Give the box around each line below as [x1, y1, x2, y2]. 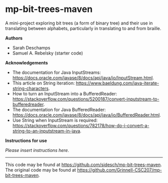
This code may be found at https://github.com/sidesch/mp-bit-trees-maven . [5, 161, 162, 167]
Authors [5, 35, 23, 41]
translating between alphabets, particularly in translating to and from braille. [5, 25, 161, 31]
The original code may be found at [5, 166, 76, 173]
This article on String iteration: [12, 80, 75, 86]
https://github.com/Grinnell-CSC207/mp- [77, 166, 162, 173]
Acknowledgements [5, 59, 48, 65]
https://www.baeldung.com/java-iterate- [75, 80, 159, 86]
